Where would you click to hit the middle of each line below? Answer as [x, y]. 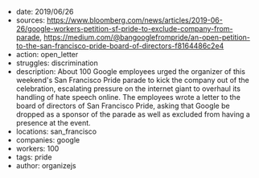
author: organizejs [46, 166]
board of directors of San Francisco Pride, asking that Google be [123, 106]
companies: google [48, 140]
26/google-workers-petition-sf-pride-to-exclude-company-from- [124, 29]
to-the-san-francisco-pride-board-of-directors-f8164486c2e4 [120, 46]
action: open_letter [47, 54]
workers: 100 [37, 149]
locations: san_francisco [56, 131]
